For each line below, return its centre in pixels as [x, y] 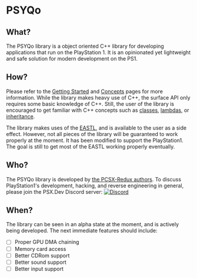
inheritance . [21, 116]
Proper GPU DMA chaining [47, 242]
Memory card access [40, 249]
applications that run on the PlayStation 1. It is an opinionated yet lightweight [98, 52]
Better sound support [40, 262]
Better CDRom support [42, 255]
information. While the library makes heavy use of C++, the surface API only [98, 97]
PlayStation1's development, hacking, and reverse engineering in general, [95, 186]
